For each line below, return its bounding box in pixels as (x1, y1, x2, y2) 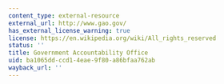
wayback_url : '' (8, 64, 62, 72)
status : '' (8, 42, 45, 50)
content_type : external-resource (8, 11, 120, 20)
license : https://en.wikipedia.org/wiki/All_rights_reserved (8, 34, 217, 42)
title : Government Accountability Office (8, 49, 149, 57)
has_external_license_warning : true (8, 26, 130, 34)
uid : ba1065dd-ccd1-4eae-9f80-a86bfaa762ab (8, 57, 156, 65)
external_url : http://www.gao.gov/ (8, 19, 127, 27)
